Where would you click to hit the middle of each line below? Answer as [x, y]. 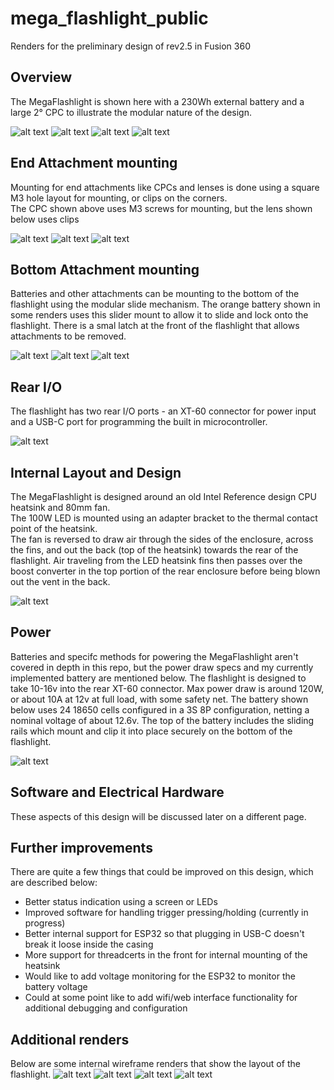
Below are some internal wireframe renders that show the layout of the [155, 1064]
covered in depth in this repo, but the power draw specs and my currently [162, 667]
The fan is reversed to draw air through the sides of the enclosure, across [162, 539]
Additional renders [70, 1039]
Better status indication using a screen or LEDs [121, 902]
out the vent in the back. [60, 581]
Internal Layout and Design [96, 472]
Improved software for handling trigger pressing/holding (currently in [166, 913]
